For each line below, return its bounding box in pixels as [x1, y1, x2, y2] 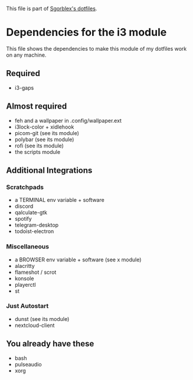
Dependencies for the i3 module [6, 26, 167, 39]
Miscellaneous [6, 243, 49, 251]
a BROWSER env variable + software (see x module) [14, 256, 142, 263]
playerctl [14, 281, 37, 288]
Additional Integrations [6, 165, 93, 175]
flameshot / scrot [14, 268, 57, 276]
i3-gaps [14, 84, 34, 91]
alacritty [14, 262, 35, 269]
